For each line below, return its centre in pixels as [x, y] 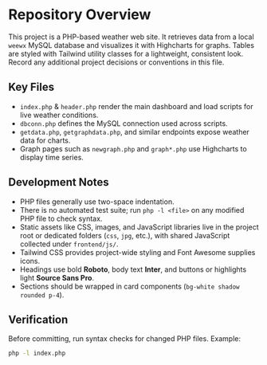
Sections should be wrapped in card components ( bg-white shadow [130, 286]
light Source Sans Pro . [57, 277]
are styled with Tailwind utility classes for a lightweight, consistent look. [126, 53]
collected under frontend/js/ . [69, 244]
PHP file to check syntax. [61, 218]
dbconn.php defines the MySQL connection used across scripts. [124, 123]
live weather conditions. [59, 115]
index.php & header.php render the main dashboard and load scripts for [136, 106]
